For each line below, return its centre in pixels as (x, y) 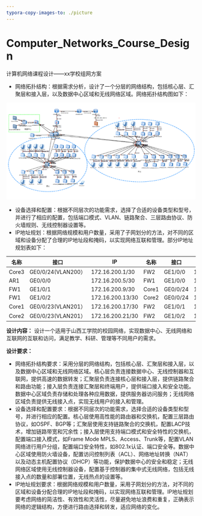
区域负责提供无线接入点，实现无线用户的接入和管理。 (81, 401)
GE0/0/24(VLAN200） (57, 272)
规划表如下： (31, 247)
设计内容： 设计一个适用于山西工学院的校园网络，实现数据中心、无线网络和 (99, 331)
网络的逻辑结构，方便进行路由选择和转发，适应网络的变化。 (89, 506)
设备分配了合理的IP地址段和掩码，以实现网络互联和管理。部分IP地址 (109, 240)
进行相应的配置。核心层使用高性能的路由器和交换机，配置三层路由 (112, 416)
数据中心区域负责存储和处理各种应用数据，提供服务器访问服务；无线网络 (104, 394)
